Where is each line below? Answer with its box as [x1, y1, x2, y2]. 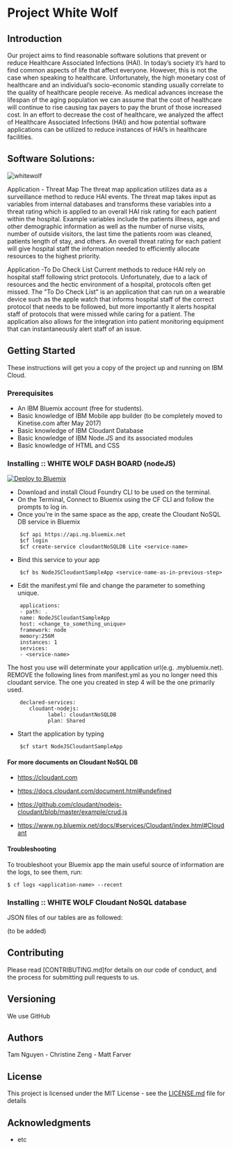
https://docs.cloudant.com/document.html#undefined [17, 787, 172, 795]
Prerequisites [7, 388, 54, 398]
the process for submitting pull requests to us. [7, 972, 139, 981]
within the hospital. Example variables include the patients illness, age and [7, 214, 220, 223]
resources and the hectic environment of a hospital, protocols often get [7, 280, 211, 288]
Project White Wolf [7, 5, 118, 21]
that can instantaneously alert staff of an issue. [7, 325, 142, 333]
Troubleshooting [7, 845, 57, 853]
